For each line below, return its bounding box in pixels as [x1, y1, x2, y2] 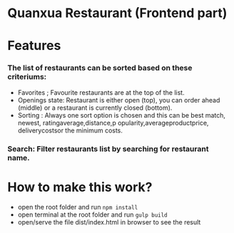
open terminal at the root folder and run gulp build [17, 210, 168, 219]
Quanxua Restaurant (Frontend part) [7, 5, 228, 21]
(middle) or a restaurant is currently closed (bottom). [17, 103, 173, 112]
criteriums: [7, 72, 47, 82]
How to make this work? [7, 179, 153, 195]
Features [7, 38, 61, 54]
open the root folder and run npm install [17, 202, 138, 211]
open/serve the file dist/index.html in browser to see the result [17, 217, 201, 226]
